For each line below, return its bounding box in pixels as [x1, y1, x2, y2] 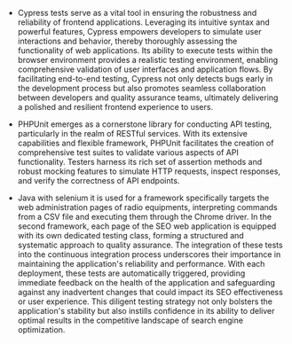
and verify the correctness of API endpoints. [17, 176, 180, 185]
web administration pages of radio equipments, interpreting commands [17, 202, 278, 212]
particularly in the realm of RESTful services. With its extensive [17, 129, 249, 138]
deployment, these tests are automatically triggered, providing [17, 268, 246, 278]
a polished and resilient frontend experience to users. [17, 102, 214, 112]
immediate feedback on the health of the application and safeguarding [17, 278, 275, 287]
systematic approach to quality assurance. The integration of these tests [17, 239, 283, 250]
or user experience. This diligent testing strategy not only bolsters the [17, 296, 273, 307]
